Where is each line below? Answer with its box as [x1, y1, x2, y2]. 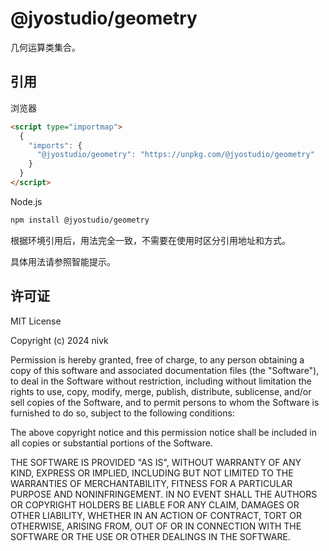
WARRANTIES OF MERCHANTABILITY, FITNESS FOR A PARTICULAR [10, 477, 293, 489]
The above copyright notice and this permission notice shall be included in [10, 426, 317, 438]
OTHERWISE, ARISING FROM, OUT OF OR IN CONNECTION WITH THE [10, 520, 302, 532]
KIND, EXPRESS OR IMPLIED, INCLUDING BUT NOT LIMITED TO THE [10, 467, 294, 479]
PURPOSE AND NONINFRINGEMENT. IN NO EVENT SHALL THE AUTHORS [10, 488, 318, 500]
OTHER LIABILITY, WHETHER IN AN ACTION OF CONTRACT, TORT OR [10, 509, 302, 521]
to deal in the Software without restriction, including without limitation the [10, 375, 312, 387]
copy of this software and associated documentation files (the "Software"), [10, 364, 320, 376]
